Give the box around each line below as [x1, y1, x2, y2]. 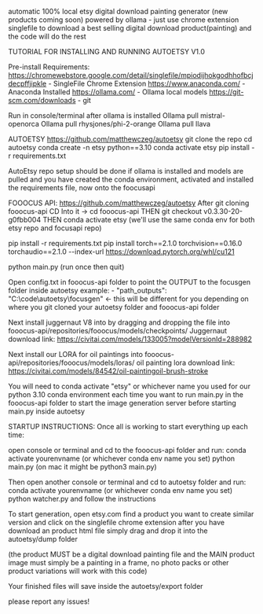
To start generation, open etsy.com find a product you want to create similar [8, 509, 254, 518]
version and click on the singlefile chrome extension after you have [8, 518, 225, 527]
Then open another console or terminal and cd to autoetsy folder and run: [8, 477, 247, 487]
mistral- [199, 111, 226, 120]
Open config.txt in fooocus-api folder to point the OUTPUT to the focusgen [8, 278, 251, 286]
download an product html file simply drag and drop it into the [8, 526, 208, 535]
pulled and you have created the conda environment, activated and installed [8, 175, 254, 184]
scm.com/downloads [8, 96, 76, 105]
